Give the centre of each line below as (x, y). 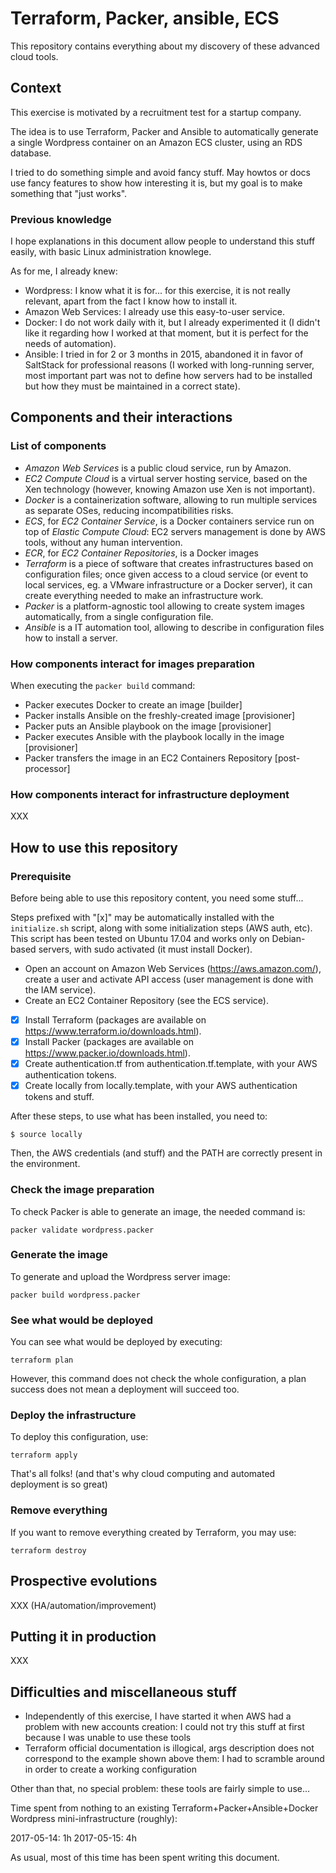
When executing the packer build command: (103, 686)
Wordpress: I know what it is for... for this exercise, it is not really (157, 291)
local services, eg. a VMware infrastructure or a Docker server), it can (168, 584)
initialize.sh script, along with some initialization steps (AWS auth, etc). (161, 928)
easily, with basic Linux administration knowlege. (111, 252)
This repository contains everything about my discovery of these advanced (165, 46)
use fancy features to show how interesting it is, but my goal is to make (156, 183)
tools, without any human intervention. (103, 542)
